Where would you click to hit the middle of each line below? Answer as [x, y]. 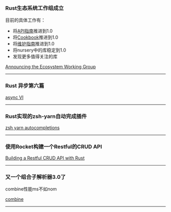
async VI [15, 97]
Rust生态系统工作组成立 [35, 8]
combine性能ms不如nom [31, 189]
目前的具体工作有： [25, 20]
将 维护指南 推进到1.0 [34, 44]
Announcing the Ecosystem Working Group [51, 67]
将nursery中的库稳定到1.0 [39, 50]
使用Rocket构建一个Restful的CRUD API [54, 147]
